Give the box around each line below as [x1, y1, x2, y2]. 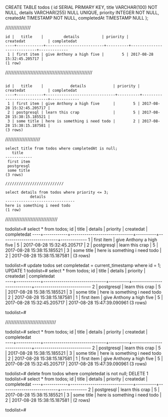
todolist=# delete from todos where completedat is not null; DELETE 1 [5, 371, 149, 376]
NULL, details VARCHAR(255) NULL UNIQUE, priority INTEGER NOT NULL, [5, 10, 159, 16]
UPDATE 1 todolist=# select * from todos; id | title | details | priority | [5, 268, 145, 273]
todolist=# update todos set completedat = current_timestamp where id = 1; [5, 262, 161, 268]
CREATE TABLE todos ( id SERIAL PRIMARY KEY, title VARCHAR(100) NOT [5, 5, 158, 10]
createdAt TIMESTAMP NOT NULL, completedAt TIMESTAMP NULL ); [5, 15, 149, 21]
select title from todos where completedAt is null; [5, 146, 118, 151]
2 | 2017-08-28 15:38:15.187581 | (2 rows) [5, 397, 90, 403]
